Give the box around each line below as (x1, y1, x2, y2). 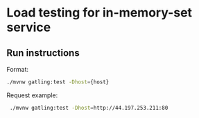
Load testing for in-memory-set (6, 5, 192, 21)
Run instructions (6, 47, 80, 59)
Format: (6, 66, 29, 73)
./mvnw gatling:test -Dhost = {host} (6, 79, 110, 86)
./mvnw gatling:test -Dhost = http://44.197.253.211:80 (9, 104, 168, 111)
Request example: (6, 91, 58, 99)
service (6, 19, 51, 35)
